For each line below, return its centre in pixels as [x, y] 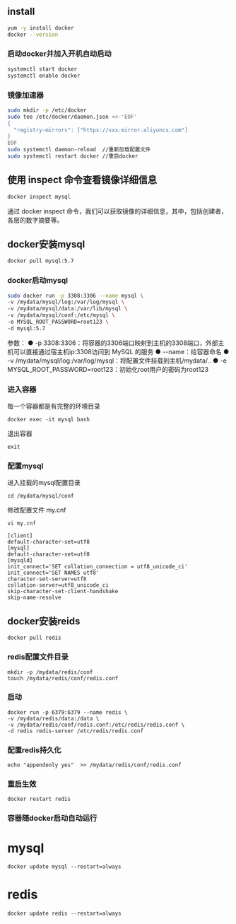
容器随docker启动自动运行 [52, 818]
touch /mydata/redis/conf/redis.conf [63, 678]
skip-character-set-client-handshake [63, 592]
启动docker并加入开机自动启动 [59, 54]
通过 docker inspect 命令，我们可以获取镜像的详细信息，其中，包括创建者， [117, 211]
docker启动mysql [38, 281]
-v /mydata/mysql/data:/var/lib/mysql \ [68, 309]
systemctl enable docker [44, 76]
